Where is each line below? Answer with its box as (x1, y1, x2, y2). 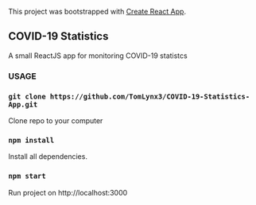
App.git (8, 99, 38, 109)
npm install (8, 135, 55, 145)
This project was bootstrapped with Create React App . (8, 7, 187, 16)
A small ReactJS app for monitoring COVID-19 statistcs (8, 51, 188, 60)
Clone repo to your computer (8, 116, 103, 126)
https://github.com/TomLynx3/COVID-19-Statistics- (49, 91, 250, 101)
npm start (8, 172, 46, 181)
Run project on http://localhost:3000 (8, 188, 128, 197)
